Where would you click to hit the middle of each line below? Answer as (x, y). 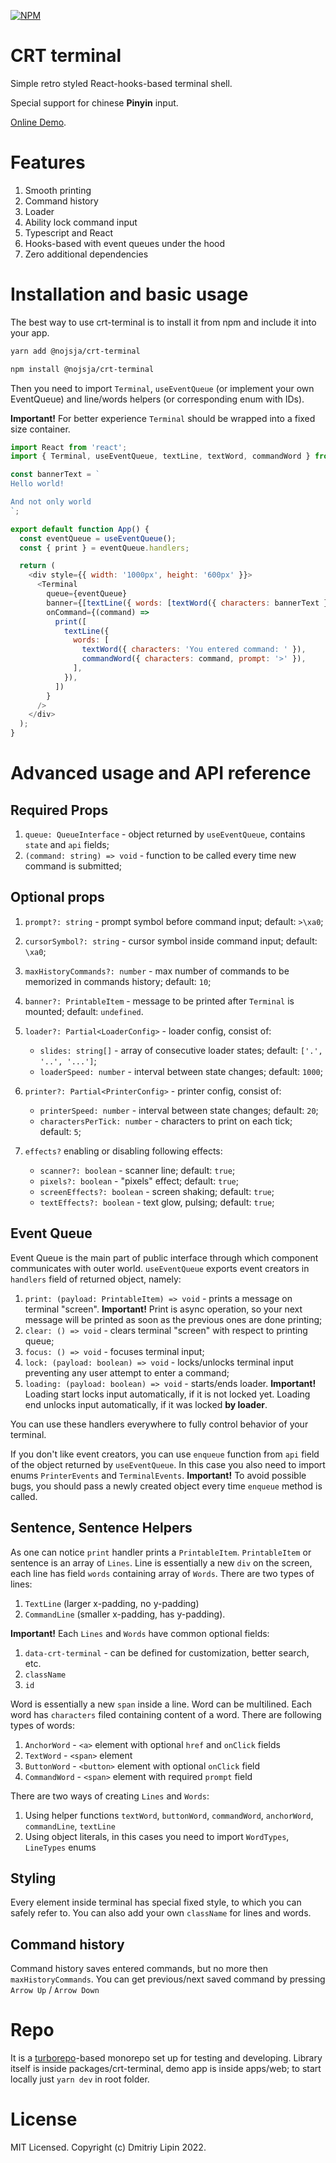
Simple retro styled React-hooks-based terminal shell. (121, 83)
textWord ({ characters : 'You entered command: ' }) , (194, 650)
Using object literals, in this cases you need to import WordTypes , (157, 1836)
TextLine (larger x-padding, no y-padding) (112, 1603)
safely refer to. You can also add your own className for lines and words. (161, 1913)
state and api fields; (67, 845)
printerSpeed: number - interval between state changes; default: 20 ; (179, 1110)
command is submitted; (73, 866)
